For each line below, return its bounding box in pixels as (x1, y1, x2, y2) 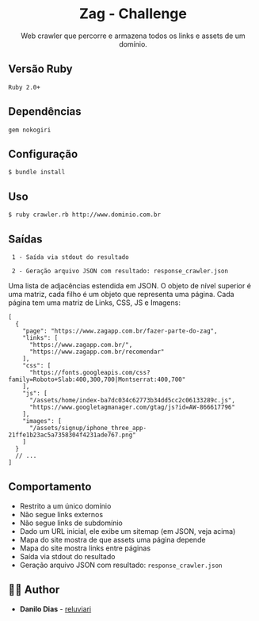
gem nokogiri (8, 126, 51, 134)
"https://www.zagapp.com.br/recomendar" (29, 348, 165, 356)
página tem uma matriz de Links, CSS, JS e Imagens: (8, 298, 181, 307)
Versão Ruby (8, 63, 73, 76)
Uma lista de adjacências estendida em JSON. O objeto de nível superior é (8, 281, 252, 290)
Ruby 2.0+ (8, 83, 41, 91)
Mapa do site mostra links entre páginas (19, 543, 151, 553)
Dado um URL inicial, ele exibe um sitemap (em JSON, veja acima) (19, 526, 236, 535)
